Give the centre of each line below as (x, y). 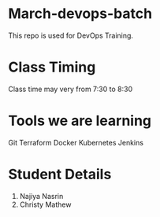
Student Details (60, 175)
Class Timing (52, 67)
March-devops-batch (80, 14)
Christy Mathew (45, 204)
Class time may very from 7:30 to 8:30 (70, 89)
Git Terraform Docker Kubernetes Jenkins (76, 142)
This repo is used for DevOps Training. (71, 35)
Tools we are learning (80, 121)
